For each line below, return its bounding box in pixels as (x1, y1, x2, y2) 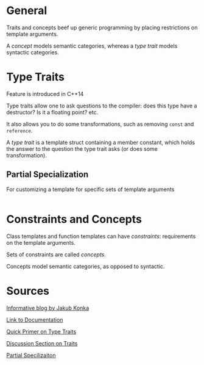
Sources (6, 284, 50, 298)
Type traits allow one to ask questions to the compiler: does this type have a (6, 102, 197, 109)
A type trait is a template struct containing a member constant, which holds (6, 139, 195, 146)
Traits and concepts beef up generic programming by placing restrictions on (6, 24, 198, 31)
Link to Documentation (6, 316, 63, 323)
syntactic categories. (6, 48, 59, 56)
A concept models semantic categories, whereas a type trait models (6, 42, 178, 49)
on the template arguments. (6, 239, 76, 246)
